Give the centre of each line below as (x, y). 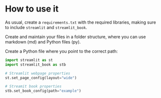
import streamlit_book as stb (36, 64)
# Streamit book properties (33, 86)
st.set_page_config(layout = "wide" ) (41, 78)
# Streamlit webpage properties (38, 73)
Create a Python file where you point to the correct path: (61, 51)
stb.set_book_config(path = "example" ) (43, 91)
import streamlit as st (29, 60)
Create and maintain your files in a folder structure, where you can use (76, 37)
